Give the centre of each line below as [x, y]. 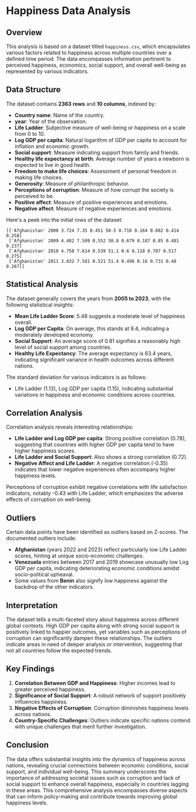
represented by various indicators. [47, 71]
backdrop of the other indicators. [54, 587]
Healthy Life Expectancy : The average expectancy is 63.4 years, [93, 353]
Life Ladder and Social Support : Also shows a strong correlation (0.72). [101, 457]
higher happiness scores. [45, 451]
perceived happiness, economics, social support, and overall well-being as [96, 65]
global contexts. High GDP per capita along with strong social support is [93, 626]
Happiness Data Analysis [68, 11]
